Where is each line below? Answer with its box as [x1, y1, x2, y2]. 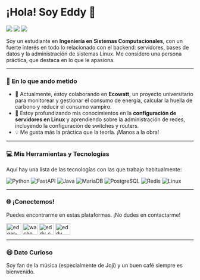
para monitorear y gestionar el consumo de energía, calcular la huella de [14, 97, 193, 104]
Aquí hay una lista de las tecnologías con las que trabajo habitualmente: [6, 165, 182, 173]
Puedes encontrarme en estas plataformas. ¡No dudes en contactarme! [6, 211, 181, 219]
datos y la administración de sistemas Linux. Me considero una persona [6, 50, 182, 57]
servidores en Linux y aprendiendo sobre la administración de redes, [14, 116, 186, 123]
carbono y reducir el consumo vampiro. [14, 103, 112, 110]
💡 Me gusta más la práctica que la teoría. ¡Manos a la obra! [14, 128, 160, 136]
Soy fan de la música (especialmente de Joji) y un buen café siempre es [6, 262, 183, 269]
